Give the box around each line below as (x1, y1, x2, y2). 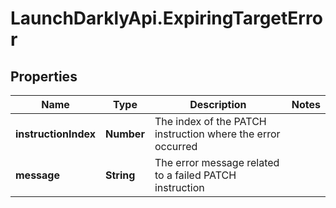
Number (105, 127, 145, 141)
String (105, 168, 136, 182)
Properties (10, 68, 78, 85)
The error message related (154, 156, 280, 169)
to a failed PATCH (154, 168, 237, 182)
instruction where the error (154, 127, 281, 141)
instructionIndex (15, 127, 97, 141)
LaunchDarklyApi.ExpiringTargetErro (10, 7, 323, 30)
